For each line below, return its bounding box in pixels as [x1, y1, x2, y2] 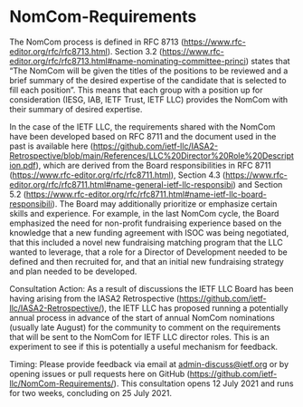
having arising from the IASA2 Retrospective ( [9, 293, 180, 304]
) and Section [232, 179, 283, 189]
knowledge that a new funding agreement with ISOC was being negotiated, [9, 227, 289, 237]
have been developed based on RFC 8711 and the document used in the [9, 131, 277, 141]
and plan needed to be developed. [9, 266, 137, 276]
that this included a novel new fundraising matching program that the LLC [9, 237, 283, 247]
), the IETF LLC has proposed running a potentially [100, 302, 289, 314]
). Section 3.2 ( [107, 45, 163, 56]
